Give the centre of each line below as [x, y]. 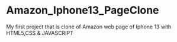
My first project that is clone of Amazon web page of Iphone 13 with [89, 27]
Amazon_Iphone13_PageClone [83, 10]
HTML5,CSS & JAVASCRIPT [40, 33]
